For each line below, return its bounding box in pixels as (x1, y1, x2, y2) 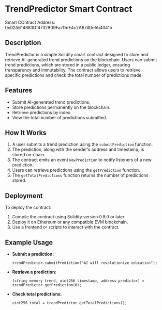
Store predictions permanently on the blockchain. (12, 104, 111, 110)
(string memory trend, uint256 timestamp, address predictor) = (12, 278, 145, 283)
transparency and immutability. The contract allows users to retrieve (5, 67, 141, 73)
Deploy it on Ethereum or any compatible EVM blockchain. (12, 219, 128, 225)
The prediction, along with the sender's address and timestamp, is (12, 147, 144, 152)
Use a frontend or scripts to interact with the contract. (12, 224, 120, 230)
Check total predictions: (12, 291, 62, 297)
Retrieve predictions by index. (12, 109, 72, 115)
